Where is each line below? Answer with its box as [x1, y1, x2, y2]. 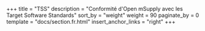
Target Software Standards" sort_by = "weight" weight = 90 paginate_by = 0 [6, 12, 199, 19]
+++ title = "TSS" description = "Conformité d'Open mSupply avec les [6, 5, 184, 12]
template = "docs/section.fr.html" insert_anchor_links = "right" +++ [6, 18, 176, 25]
